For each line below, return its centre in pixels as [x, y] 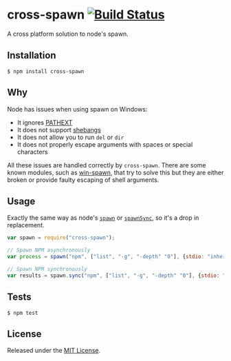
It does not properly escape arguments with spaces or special [105, 144]
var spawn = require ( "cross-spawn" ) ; [61, 238]
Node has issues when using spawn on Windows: [77, 109]
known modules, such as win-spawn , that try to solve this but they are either [115, 172]
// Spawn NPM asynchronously [49, 250]
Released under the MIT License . [54, 351]
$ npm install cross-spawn [46, 71]
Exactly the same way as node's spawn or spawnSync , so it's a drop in [103, 218]
